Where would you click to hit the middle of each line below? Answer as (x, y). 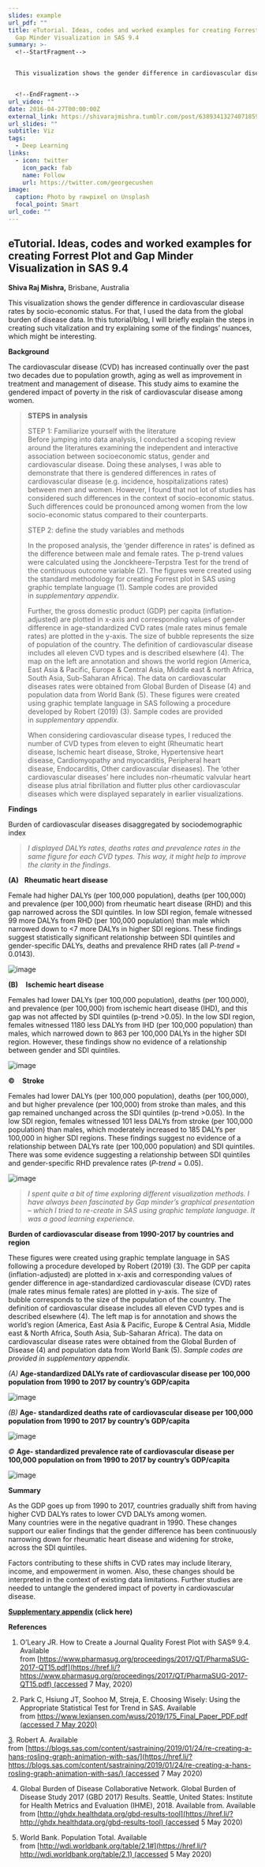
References (28, 1626)
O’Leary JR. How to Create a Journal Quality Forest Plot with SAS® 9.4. (135, 1642)
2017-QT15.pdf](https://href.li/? (70, 1667)
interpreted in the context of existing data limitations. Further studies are (125, 1579)
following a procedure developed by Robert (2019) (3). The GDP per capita (129, 1266)
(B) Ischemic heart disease (56, 984)
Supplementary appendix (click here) (70, 1611)
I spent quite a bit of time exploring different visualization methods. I (138, 1193)
